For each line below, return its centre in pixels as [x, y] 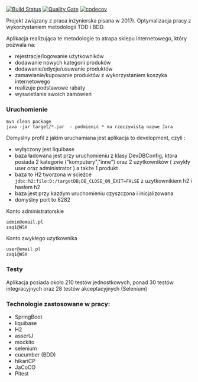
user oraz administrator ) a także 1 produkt [66, 168]
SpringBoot [28, 317]
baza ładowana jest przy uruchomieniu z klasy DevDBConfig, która [96, 156]
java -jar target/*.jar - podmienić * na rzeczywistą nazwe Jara [90, 127]
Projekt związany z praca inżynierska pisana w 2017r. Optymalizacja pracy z [99, 20]
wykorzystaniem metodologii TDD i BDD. [56, 27]
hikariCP [25, 361]
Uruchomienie [27, 109]
